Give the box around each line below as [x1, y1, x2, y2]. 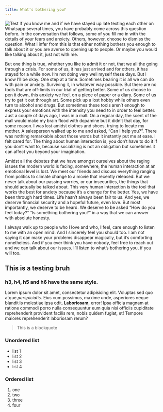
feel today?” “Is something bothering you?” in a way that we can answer [5, 209, 149, 215]
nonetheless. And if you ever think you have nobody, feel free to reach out [5, 240, 154, 245]
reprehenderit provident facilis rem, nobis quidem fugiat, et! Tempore [5, 310, 143, 316]
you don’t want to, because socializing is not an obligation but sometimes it [5, 143, 155, 149]
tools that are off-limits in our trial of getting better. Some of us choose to [5, 86, 151, 92]
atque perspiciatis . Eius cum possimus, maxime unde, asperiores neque [5, 295, 149, 301]
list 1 [12, 348, 21, 354]
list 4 [12, 363, 22, 369]
